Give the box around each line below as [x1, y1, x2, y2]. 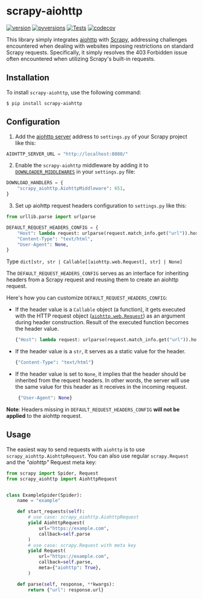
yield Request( [28, 548, 66, 554]
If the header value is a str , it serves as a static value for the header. [14, 348, 186, 355]
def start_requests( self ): [17, 508, 85, 514]
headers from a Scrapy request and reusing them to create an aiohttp [6, 276, 179, 283]
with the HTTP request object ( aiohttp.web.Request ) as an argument [14, 312, 185, 319]
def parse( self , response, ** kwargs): [17, 581, 115, 587]
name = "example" [17, 498, 61, 504]
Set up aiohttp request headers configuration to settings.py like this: [14, 202, 187, 210]
